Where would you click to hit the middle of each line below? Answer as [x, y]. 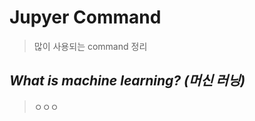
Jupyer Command [85, 17]
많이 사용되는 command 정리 [90, 46]
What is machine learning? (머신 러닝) [127, 81]
